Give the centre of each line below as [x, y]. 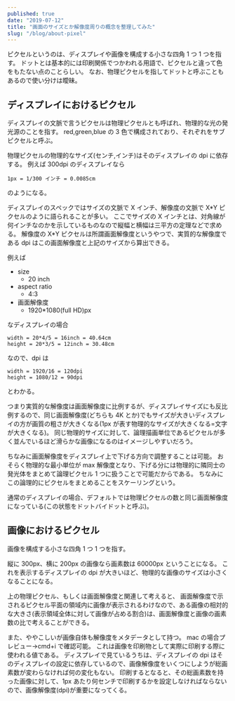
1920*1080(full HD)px [60, 310]
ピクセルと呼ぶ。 [32, 140]
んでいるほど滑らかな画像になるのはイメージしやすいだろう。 [108, 441]
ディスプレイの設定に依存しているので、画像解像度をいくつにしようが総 [117, 663]
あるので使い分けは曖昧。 [44, 81]
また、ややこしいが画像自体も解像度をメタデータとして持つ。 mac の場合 [113, 637]
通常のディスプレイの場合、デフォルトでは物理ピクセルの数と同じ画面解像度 [118, 498]
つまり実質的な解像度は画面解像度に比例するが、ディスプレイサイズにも [112, 406]
